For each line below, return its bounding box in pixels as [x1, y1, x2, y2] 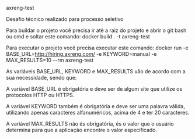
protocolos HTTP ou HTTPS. [6, 92, 75, 98]
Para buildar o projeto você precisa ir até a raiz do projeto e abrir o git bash [6, 27, 187, 34]
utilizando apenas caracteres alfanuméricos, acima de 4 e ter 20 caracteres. [6, 109, 190, 116]
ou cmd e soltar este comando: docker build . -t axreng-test [6, 33, 150, 40]
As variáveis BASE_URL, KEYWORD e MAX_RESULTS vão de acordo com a [6, 68, 186, 74]
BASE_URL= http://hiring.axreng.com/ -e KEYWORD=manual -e [6, 51, 157, 57]
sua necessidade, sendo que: [6, 74, 77, 81]
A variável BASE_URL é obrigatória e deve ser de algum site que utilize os [6, 85, 183, 92]
